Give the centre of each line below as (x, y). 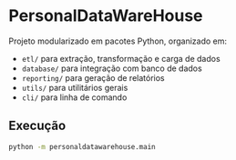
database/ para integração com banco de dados (112, 68)
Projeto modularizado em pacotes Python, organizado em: (118, 41)
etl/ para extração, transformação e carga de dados (121, 58)
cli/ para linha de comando (74, 97)
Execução (37, 126)
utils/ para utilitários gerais (75, 87)
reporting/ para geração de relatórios (93, 77)
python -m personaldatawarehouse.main (82, 146)
